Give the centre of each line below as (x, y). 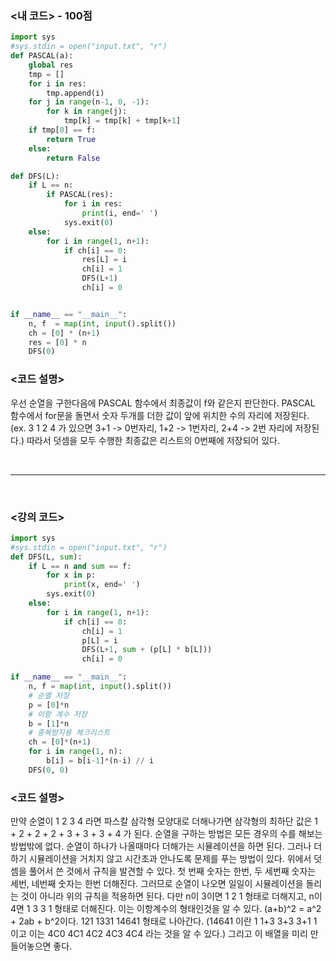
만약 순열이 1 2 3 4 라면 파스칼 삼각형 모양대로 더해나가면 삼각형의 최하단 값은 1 (164, 821)
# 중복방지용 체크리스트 (69, 733)
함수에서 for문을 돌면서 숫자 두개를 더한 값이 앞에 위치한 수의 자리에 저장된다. (160, 415)
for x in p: (71, 575)
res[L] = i (104, 260)
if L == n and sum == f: (80, 566)
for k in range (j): (87, 112)
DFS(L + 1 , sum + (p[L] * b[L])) (147, 650)
